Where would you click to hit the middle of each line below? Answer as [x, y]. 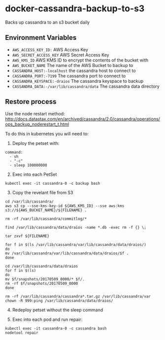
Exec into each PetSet [34, 174]
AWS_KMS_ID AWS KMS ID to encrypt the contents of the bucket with [80, 60]
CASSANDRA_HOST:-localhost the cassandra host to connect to [74, 70]
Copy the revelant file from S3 [43, 192]
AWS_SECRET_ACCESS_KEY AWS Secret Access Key [61, 55]
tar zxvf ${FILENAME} [27, 236]
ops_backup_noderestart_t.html [37, 124]
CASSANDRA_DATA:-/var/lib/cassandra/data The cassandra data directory [86, 86]
